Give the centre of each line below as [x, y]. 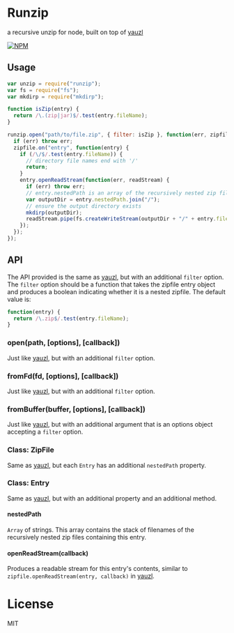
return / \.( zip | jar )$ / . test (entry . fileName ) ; [81, 116]
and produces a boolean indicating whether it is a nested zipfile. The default [116, 291]
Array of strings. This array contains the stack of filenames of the [101, 530]
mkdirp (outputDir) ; [54, 213]
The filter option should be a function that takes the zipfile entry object [111, 284]
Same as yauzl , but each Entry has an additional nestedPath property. [107, 465]
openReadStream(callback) [48, 553]
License [31, 604]
